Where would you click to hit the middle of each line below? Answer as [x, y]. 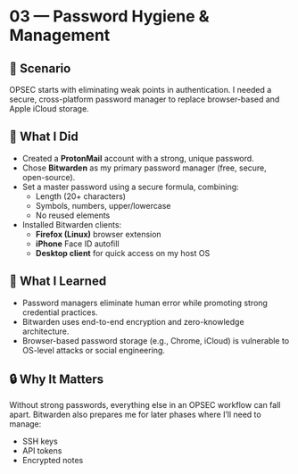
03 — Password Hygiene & [109, 17]
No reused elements [73, 215]
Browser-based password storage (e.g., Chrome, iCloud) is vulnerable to [156, 340]
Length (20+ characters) [81, 196]
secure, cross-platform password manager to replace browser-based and [145, 99]
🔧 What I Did [44, 137]
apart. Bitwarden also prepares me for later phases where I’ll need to [135, 415]
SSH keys [40, 441]
